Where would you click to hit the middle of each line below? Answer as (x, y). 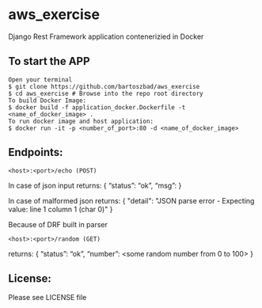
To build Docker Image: (47, 101)
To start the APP (49, 61)
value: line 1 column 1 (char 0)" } (61, 209)
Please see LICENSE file (47, 298)
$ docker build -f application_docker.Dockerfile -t (97, 107)
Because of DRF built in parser (58, 224)
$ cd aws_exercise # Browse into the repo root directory (106, 93)
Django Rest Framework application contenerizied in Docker (106, 36)
